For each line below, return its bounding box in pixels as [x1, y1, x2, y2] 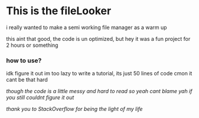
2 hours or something [6, 42, 58, 49]
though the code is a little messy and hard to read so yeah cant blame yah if [6, 88, 193, 95]
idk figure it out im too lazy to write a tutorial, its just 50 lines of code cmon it [6, 70, 193, 77]
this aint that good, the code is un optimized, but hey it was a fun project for [6, 35, 191, 42]
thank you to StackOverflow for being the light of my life [6, 106, 143, 113]
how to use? [6, 56, 42, 65]
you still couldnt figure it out [6, 94, 74, 101]
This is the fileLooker [6, 4, 112, 18]
